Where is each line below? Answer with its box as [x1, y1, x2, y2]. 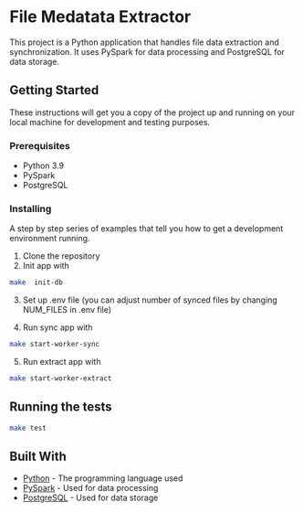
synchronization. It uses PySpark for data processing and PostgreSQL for [9, 46, 286, 57]
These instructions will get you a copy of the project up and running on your [9, 107, 295, 118]
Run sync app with [22, 322, 93, 333]
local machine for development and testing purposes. [9, 116, 211, 127]
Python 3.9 [22, 160, 65, 171]
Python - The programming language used [22, 473, 183, 484]
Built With [9, 449, 67, 464]
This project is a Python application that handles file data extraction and [9, 37, 280, 48]
